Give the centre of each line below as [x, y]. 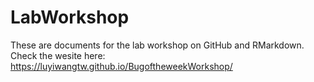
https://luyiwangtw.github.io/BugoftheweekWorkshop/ [121, 66]
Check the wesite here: [58, 55]
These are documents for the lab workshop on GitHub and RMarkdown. [157, 45]
